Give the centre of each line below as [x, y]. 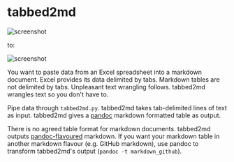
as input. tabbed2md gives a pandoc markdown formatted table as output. [114, 115]
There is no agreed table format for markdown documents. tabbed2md [109, 128]
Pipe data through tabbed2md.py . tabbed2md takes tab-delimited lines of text [117, 108]
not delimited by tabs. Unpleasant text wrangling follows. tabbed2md [107, 87]
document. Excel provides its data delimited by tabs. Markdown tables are [114, 79]
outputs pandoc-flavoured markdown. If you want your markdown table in [114, 136]
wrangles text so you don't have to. [58, 94]
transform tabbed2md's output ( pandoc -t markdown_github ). [95, 151]
